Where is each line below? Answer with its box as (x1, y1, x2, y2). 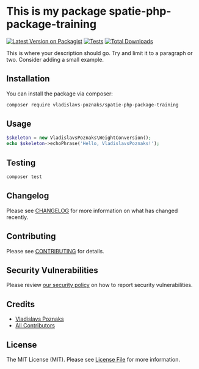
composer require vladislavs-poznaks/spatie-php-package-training (6, 102, 179, 108)
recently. (6, 213, 29, 221)
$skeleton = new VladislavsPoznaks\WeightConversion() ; (6, 135, 151, 141)
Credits (6, 299, 35, 310)
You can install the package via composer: (6, 90, 113, 97)
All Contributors (15, 322, 55, 329)
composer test (6, 174, 43, 180)
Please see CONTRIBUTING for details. (6, 247, 105, 255)
